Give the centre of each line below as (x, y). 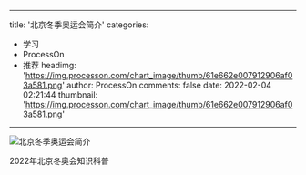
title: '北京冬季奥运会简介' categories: (79, 25)
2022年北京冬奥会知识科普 (59, 161)
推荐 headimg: (50, 65)
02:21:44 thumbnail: (60, 95)
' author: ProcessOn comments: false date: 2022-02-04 (167, 85)
